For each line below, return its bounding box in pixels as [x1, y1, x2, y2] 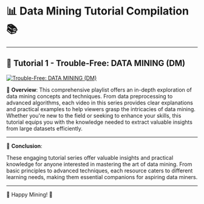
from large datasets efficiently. [6, 124, 83, 132]
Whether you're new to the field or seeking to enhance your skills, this [6, 112, 182, 119]
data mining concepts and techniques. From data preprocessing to [6, 92, 173, 100]
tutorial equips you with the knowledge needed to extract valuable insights [6, 118, 193, 126]
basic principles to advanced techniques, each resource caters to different [6, 167, 193, 174]
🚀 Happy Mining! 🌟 [6, 191, 53, 198]
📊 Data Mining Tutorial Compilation [6, 4, 189, 18]
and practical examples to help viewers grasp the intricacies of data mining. [6, 105, 196, 112]
